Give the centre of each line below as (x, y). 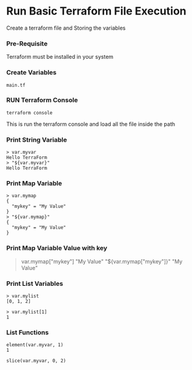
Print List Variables (35, 283)
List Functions (28, 332)
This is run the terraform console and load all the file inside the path (91, 124)
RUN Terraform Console (42, 100)
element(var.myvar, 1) (35, 345)
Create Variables (31, 73)
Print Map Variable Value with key (57, 248)
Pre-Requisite (27, 44)
